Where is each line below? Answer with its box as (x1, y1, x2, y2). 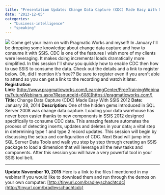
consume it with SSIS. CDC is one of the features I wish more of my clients (5, 50, 156, 56)
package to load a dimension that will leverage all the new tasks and (5, 144, 143, 150)
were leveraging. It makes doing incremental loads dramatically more (5, 55, 145, 62)
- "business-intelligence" (9, 21, 65, 26)
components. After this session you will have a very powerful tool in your (5, 150, 152, 156)
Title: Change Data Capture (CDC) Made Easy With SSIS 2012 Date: (5, 97, 143, 103)
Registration (5, 82, 31, 88)
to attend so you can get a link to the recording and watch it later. (5, 76, 137, 82)
